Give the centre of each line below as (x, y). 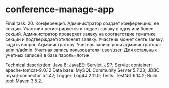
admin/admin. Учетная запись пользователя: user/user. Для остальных (81, 50)
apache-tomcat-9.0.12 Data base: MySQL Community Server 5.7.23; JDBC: (83, 70)
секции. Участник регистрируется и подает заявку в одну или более (79, 28)
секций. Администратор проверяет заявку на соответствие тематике (80, 34)
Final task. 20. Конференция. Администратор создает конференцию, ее (82, 23)
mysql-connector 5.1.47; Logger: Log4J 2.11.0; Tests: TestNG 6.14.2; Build (81, 75)
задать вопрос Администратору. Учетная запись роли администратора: (83, 44)
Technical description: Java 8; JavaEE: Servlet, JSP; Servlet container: (79, 65)
